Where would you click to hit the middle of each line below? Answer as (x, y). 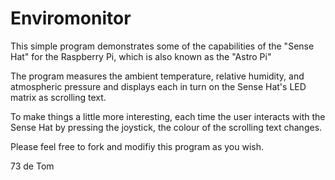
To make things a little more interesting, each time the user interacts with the (168, 116)
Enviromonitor (71, 18)
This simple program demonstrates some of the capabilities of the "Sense (162, 46)
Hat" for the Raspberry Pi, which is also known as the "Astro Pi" (141, 56)
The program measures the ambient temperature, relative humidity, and (157, 76)
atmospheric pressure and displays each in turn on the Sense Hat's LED (158, 86)
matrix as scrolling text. (58, 97)
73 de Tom (32, 166)
